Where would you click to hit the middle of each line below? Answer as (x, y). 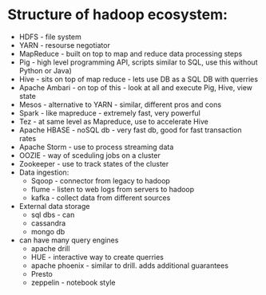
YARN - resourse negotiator (65, 45)
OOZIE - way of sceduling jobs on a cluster (89, 155)
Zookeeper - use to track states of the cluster (94, 163)
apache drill (50, 248)
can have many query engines (69, 240)
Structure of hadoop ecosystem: (118, 15)
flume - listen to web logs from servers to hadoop (113, 189)
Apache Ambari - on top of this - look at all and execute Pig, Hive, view (136, 87)
